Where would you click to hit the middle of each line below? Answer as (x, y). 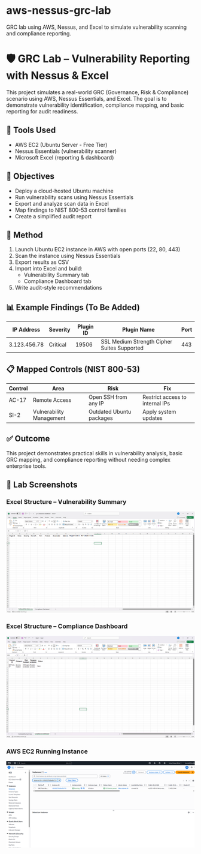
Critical (58, 345)
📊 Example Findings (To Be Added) (73, 307)
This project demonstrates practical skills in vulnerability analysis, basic (95, 453)
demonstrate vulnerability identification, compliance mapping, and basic (95, 105)
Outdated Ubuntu (110, 412)
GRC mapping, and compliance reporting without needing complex (88, 459)
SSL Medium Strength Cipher (136, 341)
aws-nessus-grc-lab (59, 10)
